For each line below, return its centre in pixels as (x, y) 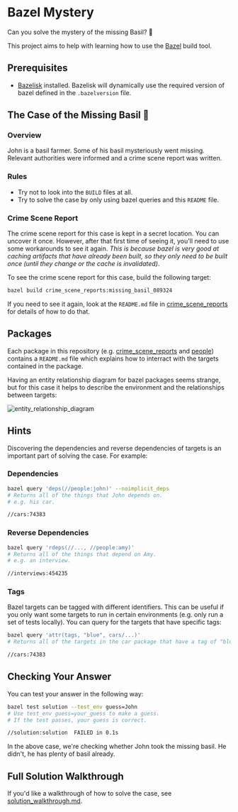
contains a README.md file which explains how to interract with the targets (113, 358)
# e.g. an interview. (39, 561)
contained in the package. (45, 366)
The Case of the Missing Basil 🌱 (78, 115)
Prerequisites (38, 68)
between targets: (32, 395)
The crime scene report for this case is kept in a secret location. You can (113, 234)
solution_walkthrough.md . (45, 801)
